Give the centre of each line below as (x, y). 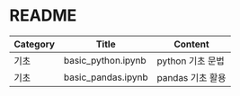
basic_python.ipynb (105, 60)
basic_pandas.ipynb (106, 77)
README (43, 16)
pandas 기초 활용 (191, 77)
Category (35, 44)
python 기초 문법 (191, 61)
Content (191, 44)
